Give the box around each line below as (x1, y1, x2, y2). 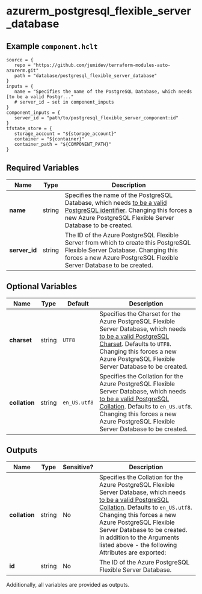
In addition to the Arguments (99, 533, 180, 542)
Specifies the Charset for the (99, 309, 181, 317)
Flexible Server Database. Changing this (64, 246, 179, 254)
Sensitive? (63, 463, 94, 471)
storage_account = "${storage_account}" (14, 131, 117, 137)
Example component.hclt (6, 41, 98, 51)
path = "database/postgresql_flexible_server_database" (14, 73, 158, 79)
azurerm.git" (6, 67, 39, 73)
